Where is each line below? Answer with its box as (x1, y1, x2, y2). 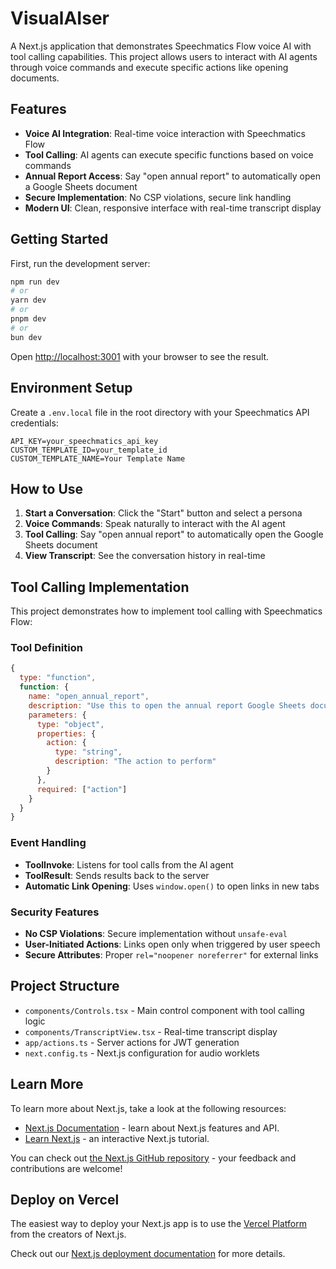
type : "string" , (54, 747, 123, 757)
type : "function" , (19, 673, 97, 683)
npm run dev (10, 277, 60, 287)
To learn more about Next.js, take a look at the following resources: (10, 1102, 287, 1114)
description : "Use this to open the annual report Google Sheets (28, 700, 307, 711)
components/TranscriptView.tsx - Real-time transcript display (24, 1025, 278, 1037)
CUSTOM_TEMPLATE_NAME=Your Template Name (10, 453, 186, 464)
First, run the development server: (10, 257, 151, 269)
